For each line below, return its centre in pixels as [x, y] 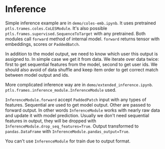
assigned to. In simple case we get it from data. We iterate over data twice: [82, 59]
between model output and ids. [37, 75]
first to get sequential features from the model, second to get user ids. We [81, 64]
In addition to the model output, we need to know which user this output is [82, 54]
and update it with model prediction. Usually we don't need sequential [77, 115]
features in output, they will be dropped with [51, 121]
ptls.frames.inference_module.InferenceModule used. [61, 90]
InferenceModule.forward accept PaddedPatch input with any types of [76, 99]
